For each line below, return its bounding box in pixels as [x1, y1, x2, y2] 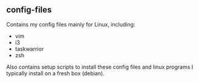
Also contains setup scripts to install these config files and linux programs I [6, 63, 194, 70]
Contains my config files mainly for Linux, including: [6, 20, 135, 28]
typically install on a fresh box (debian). [6, 69, 105, 77]
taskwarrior [15, 45, 44, 52]
